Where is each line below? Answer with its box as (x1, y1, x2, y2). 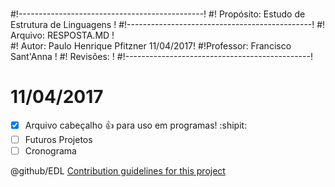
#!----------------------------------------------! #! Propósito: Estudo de (10, 8, 306, 20)
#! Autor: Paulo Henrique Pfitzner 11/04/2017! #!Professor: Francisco (10, 40, 292, 52)
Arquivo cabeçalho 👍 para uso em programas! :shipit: (24, 119, 248, 132)
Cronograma (24, 145, 77, 157)
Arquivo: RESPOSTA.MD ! (10, 29, 115, 42)
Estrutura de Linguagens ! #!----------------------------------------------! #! (10, 19, 326, 31)
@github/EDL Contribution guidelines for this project (10, 165, 226, 177)
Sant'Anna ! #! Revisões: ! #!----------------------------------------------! (10, 51, 313, 63)
